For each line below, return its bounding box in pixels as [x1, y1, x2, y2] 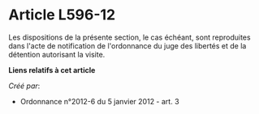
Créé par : [8, 81, 41, 91]
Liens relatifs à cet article [8, 65, 96, 74]
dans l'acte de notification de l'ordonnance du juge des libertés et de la [8, 40, 247, 50]
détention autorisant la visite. [8, 49, 106, 59]
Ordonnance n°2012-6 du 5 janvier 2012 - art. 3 [19, 96, 180, 106]
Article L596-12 [8, 6, 116, 24]
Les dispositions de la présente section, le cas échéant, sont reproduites [8, 32, 251, 42]
